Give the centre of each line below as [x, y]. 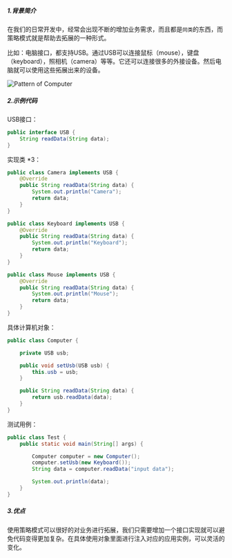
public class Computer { [43, 340]
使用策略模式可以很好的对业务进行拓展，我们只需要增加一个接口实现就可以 [113, 530]
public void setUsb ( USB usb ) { [65, 366]
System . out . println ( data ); [71, 482]
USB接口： [22, 119]
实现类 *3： [24, 159]
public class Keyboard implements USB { [66, 224]
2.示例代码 [22, 100]
